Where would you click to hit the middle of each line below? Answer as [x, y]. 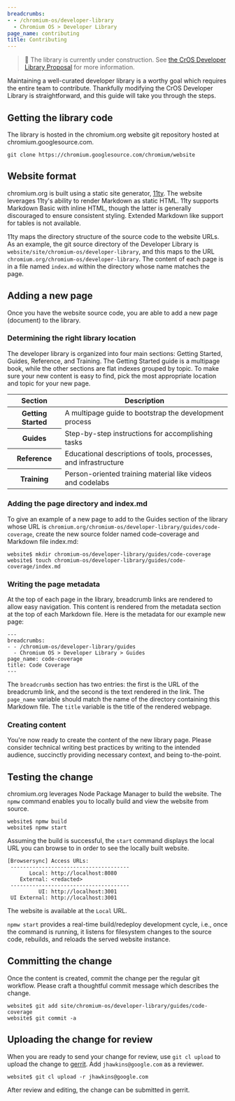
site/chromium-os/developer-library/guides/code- [134, 1006]
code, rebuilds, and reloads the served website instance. [89, 939]
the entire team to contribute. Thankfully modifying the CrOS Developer [110, 88]
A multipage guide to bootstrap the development [144, 413]
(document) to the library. [44, 320]
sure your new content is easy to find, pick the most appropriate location [112, 376]
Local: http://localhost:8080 [73, 873]
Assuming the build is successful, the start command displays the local [111, 841]
